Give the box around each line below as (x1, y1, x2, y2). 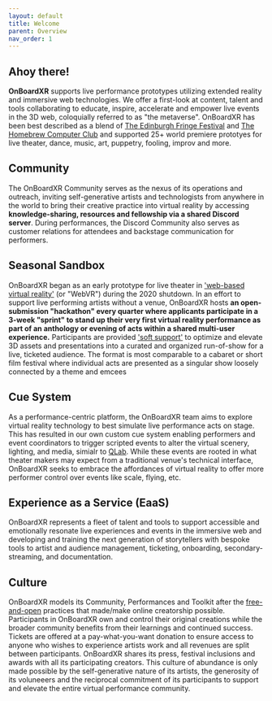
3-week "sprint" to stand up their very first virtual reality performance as (8, 315, 261, 324)
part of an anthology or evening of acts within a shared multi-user (8, 323, 235, 333)
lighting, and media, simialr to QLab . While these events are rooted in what (8, 446, 257, 456)
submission (8, 306, 49, 316)
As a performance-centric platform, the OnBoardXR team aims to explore (8, 411, 253, 421)
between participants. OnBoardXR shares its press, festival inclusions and (8, 649, 256, 659)
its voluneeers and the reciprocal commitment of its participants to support (8, 675, 259, 685)
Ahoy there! (8, 64, 70, 78)
